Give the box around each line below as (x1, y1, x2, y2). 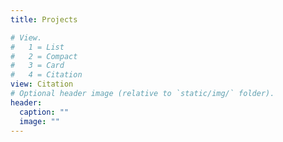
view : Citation (10, 79, 74, 90)
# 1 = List (10, 42, 65, 52)
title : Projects (10, 14, 78, 25)
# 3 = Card (10, 61, 65, 71)
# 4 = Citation (10, 70, 83, 80)
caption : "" (19, 107, 70, 117)
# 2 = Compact (10, 51, 78, 61)
